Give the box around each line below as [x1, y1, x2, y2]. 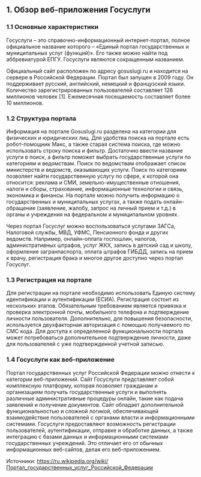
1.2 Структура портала [6, 114, 77, 123]
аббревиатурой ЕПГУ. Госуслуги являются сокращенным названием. [6, 55, 185, 62]
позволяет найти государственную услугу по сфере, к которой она [6, 172, 179, 180]
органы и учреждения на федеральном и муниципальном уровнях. [6, 210, 179, 218]
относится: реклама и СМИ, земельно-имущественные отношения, [6, 178, 181, 186]
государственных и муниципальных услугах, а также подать [6, 198, 162, 205]
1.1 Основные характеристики [6, 23, 99, 31]
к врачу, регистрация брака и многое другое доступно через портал [6, 254, 184, 261]
